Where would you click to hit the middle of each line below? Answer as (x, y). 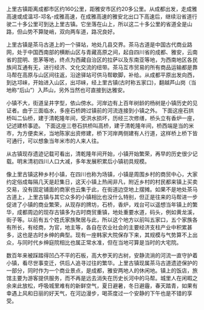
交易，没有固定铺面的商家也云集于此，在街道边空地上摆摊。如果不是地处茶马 (102, 189)
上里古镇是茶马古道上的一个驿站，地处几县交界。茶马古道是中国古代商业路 (99, 45)
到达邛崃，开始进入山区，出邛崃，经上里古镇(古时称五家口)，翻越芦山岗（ (99, 83)
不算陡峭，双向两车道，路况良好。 (75, 32)
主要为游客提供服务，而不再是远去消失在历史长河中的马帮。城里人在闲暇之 (104, 278)
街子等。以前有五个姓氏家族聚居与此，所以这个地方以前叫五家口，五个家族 (99, 220)
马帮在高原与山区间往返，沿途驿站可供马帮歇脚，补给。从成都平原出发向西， (102, 75)
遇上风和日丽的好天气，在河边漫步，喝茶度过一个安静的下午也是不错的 (99, 293)
